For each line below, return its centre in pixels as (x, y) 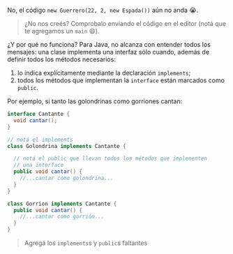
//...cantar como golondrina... (67, 178)
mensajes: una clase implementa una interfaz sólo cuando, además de (108, 52)
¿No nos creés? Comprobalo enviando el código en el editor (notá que (125, 23)
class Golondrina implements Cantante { (67, 146)
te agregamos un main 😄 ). (62, 31)
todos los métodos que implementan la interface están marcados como (121, 80)
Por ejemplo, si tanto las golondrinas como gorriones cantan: (95, 101)
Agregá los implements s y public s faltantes (86, 243)
